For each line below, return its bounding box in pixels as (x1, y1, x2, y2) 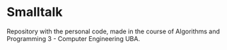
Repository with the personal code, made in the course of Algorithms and (6, 27, 221, 35)
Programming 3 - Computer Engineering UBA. (6, 34, 141, 42)
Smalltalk (6, 4, 63, 20)
